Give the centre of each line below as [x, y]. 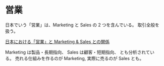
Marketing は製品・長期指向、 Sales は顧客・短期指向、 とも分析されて [78, 52]
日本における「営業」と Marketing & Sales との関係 [57, 41]
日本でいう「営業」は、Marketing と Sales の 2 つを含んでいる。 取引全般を [82, 25]
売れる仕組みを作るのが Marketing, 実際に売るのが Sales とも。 [79, 58]
